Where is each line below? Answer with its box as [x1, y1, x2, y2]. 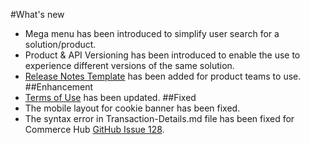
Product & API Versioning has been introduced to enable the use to [24, 49, 301, 61]
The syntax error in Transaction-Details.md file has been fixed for [24, 113, 295, 124]
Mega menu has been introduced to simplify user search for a [24, 28, 280, 39]
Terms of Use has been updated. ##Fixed [24, 92, 197, 103]
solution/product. [24, 39, 97, 50]
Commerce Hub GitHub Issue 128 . [24, 124, 165, 135]
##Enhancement [24, 81, 94, 93]
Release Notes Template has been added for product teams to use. [24, 70, 302, 82]
